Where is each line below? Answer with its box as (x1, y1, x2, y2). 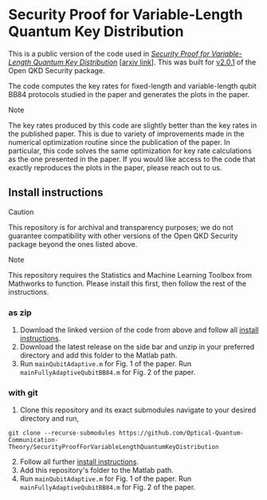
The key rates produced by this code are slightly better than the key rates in (8, 120, 257, 130)
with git (8, 387, 38, 398)
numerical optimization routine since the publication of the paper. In (8, 137, 230, 146)
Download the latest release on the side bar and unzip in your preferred (19, 342, 255, 352)
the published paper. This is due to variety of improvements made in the (8, 129, 245, 139)
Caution (8, 207, 34, 217)
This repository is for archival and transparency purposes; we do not (8, 222, 234, 232)
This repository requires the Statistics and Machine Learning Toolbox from (8, 270, 253, 279)
